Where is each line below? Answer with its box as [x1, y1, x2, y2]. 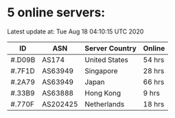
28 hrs [143, 66, 165, 76]
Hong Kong [84, 88, 121, 98]
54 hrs [143, 55, 165, 64]
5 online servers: [7, 5, 106, 20]
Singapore [84, 66, 118, 76]
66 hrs [143, 77, 165, 87]
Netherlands [84, 99, 125, 108]
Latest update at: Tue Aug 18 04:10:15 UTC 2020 [7, 27, 144, 35]
